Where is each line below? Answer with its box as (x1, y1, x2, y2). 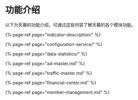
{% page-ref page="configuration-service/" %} (5, 41, 103, 47)
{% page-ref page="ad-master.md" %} (5, 60, 85, 66)
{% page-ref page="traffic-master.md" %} (5, 70, 92, 76)
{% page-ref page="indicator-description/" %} (5, 32, 101, 38)
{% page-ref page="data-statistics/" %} (5, 50, 87, 57)
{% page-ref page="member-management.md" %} (5, 89, 110, 95)
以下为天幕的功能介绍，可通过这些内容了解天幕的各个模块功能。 (5, 22, 136, 28)
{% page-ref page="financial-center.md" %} (5, 80, 97, 86)
